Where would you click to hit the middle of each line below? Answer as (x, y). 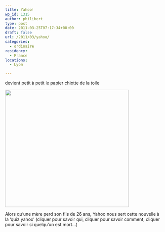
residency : (16, 51)
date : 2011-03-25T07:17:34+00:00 (40, 28)
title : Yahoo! (20, 10)
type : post (16, 23)
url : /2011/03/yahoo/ (27, 37)
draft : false (19, 33)
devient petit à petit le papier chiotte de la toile (52, 83)
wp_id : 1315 (17, 14)
